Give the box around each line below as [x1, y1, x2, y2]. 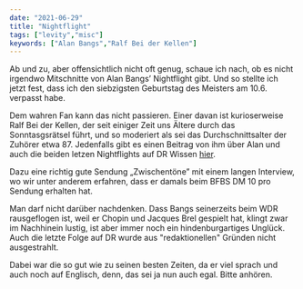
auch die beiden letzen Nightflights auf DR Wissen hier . [9, 149, 217, 160]
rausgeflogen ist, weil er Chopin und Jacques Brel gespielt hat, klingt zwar [9, 213, 288, 224]
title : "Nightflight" [9, 22, 92, 31]
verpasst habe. [9, 93, 66, 104]
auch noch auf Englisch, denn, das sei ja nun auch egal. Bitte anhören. [9, 269, 273, 280]
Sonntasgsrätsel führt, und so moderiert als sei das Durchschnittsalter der [9, 129, 288, 141]
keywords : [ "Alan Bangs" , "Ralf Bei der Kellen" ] [9, 38, 197, 48]
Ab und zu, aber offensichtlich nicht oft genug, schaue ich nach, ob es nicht [9, 64, 294, 75]
